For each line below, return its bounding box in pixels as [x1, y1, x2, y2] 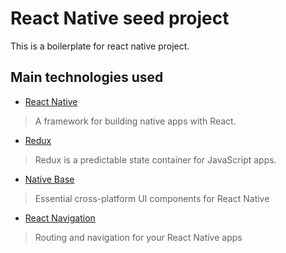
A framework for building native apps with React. [34, 115, 237, 127]
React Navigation [24, 212, 96, 224]
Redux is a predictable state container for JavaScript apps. [34, 153, 277, 166]
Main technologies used [10, 69, 164, 86]
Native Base [24, 173, 75, 185]
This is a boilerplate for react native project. [10, 40, 190, 52]
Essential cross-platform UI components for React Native [34, 192, 270, 204]
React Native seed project [10, 7, 230, 30]
